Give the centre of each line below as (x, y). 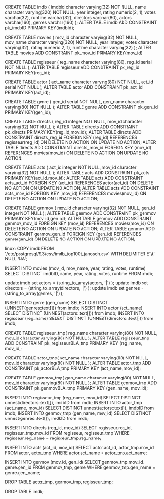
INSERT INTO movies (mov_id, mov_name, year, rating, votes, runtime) (76, 268)
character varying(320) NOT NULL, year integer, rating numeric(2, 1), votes (81, 12)
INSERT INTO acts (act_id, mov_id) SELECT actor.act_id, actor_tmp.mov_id (80, 448)
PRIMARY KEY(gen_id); (28, 112)
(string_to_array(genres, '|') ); (35, 293)
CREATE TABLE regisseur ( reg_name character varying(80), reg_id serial (79, 62)
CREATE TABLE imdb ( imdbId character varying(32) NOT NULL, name (76, 7)
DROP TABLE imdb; (24, 491)
